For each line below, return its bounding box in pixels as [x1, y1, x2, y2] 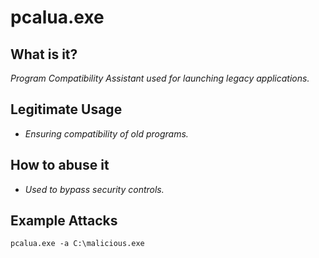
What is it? [10, 46, 78, 63]
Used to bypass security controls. [24, 183, 165, 195]
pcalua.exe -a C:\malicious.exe [10, 239, 145, 249]
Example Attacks [10, 212, 118, 230]
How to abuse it [10, 157, 110, 174]
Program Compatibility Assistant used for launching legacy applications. [10, 72, 310, 84]
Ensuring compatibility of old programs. [24, 127, 189, 140]
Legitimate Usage [10, 101, 123, 118]
